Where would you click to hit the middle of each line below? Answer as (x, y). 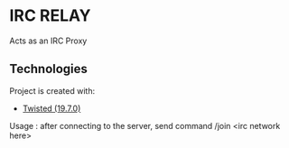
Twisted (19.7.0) (51, 108)
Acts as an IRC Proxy (48, 41)
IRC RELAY (50, 16)
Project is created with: (52, 90)
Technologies (49, 69)
